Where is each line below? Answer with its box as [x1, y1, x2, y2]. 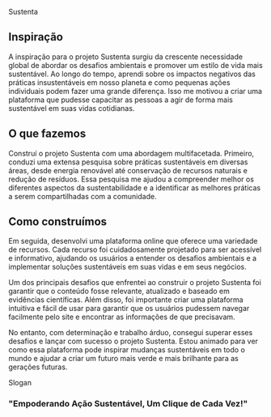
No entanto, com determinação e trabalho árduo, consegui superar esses [8, 328, 253, 338]
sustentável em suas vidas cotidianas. [8, 103, 135, 113]
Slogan [8, 378, 32, 388]
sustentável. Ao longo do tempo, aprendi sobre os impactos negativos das [8, 69, 256, 79]
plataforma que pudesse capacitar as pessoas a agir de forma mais [8, 95, 233, 104]
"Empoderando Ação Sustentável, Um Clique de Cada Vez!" [8, 398, 248, 410]
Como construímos [8, 215, 108, 229]
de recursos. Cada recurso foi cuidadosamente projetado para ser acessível [8, 245, 262, 254]
